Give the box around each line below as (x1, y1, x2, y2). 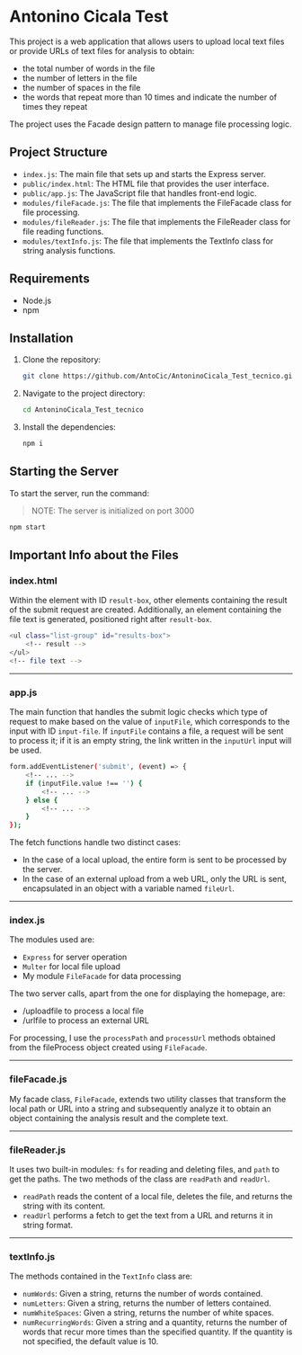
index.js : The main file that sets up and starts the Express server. (22, 168, 267, 179)
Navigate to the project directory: (22, 388, 146, 399)
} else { (25, 796, 58, 805)
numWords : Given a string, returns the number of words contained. (22, 1288, 263, 1299)
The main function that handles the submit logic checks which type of (9, 707, 268, 718)
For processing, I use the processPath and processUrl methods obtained (9, 1032, 276, 1044)
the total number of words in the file (22, 63, 155, 74)
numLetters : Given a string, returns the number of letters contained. (22, 1297, 271, 1309)
